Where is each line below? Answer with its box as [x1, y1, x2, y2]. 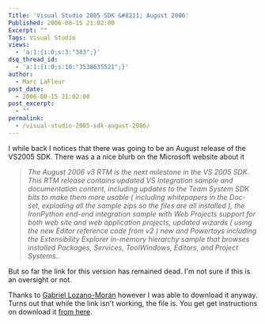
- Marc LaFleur [15, 77, 66, 85]
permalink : [8, 115, 44, 122]
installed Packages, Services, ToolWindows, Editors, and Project [27, 243, 239, 252]
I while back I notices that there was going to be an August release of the [8, 143, 247, 153]
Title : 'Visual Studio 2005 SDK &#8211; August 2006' [8, 11, 190, 20]
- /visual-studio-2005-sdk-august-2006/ [15, 122, 150, 130]
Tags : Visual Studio [8, 33, 77, 42]
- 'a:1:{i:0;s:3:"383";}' [15, 48, 101, 56]
